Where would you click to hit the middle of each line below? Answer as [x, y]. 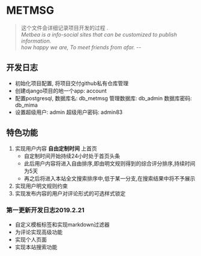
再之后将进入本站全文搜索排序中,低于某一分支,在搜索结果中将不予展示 [109, 178]
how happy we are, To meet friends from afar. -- [81, 47]
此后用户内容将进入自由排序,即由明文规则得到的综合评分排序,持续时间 [109, 163]
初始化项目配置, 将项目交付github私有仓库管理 [72, 83]
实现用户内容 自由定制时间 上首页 [56, 148]
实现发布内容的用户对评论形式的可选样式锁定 [70, 193]
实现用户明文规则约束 [41, 186]
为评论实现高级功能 [39, 232]
